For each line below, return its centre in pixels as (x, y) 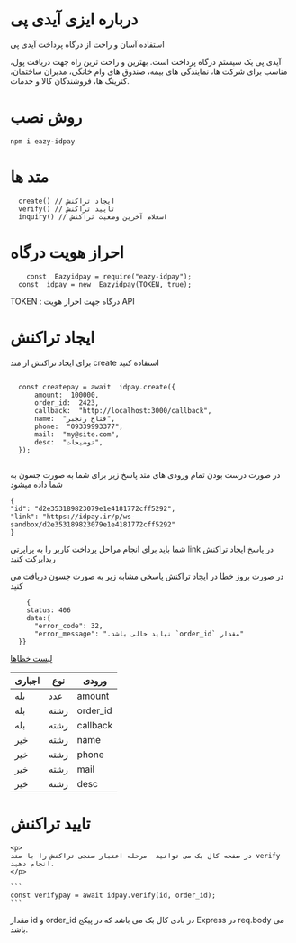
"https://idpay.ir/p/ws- (89, 517)
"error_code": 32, (68, 626)
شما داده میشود (37, 484)
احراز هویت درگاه (67, 252)
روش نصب (46, 118)
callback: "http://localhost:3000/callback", (123, 410)
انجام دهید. (32, 864)
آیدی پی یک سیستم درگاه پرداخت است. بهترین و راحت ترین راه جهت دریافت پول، (146, 61)
